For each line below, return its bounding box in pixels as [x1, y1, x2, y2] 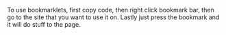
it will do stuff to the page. [7, 21, 81, 28]
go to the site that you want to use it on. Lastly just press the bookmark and [7, 13, 220, 21]
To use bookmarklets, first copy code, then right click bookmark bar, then [7, 6, 214, 14]
